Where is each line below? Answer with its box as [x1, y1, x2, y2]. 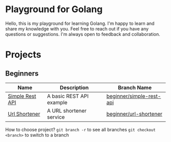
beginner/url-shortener [106, 110, 163, 117]
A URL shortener [47, 107, 87, 114]
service [47, 113, 65, 120]
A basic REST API [47, 92, 89, 99]
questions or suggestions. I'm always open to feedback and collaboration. [5, 31, 160, 37]
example [47, 99, 68, 106]
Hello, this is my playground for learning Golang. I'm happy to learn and [5, 20, 155, 26]
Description [60, 84, 89, 91]
